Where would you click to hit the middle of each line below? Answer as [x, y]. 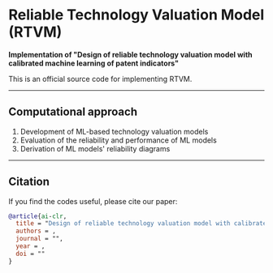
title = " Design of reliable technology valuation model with [123, 224]
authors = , [36, 231]
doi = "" [30, 254]
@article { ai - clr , [38, 216]
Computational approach [73, 112]
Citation [29, 182]
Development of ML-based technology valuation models [114, 131]
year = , [30, 246]
